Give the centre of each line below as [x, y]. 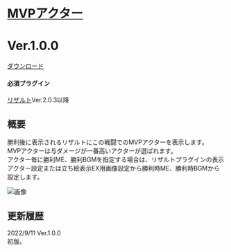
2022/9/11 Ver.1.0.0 [34, 233]
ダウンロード [25, 66]
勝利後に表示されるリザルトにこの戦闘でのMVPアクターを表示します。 [108, 142]
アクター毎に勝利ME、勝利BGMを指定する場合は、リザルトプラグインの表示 [116, 159]
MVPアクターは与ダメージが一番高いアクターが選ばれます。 [92, 151]
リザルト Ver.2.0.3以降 [38, 100]
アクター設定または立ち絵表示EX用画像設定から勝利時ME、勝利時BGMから [114, 168]
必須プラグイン [28, 83]
